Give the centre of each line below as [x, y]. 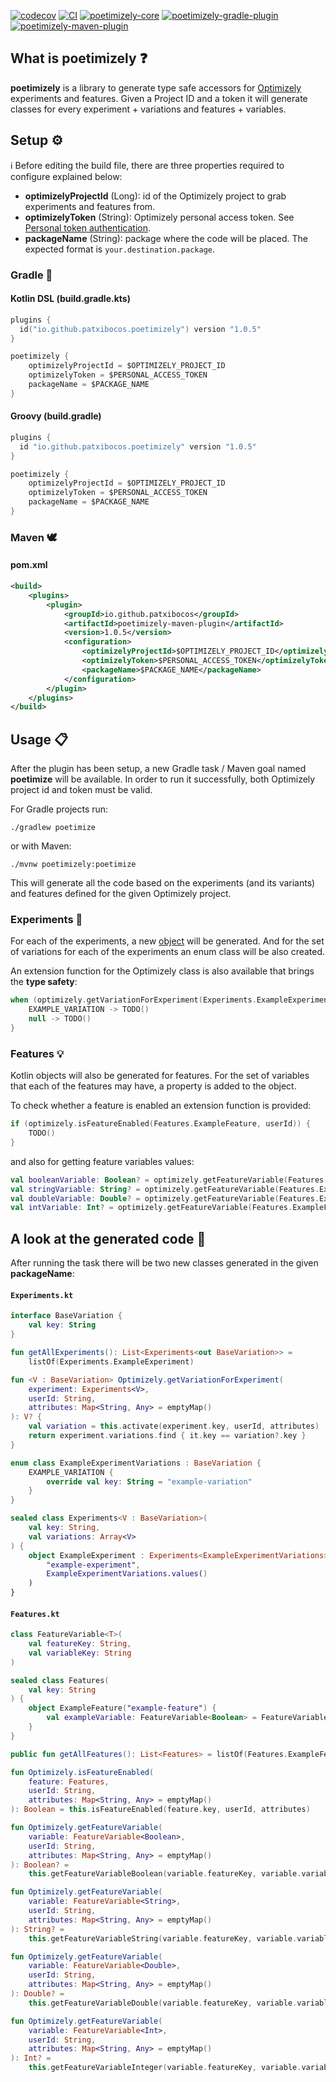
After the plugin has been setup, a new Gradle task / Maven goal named [158, 769]
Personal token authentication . [88, 227]
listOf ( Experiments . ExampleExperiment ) [111, 1361]
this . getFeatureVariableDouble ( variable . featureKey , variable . [163, 2003]
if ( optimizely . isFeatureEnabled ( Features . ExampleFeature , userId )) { [160, 1124]
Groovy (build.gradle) [56, 416]
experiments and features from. [90, 206]
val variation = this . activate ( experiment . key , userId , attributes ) [174, 1426]
